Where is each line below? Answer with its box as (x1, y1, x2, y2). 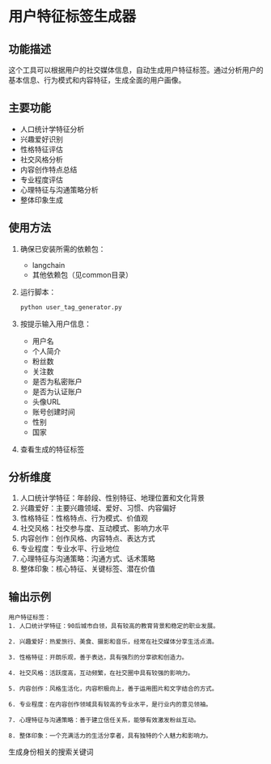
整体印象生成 (19, 195, 63, 205)
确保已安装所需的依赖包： (19, 244, 106, 253)
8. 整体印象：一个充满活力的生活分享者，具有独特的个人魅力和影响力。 (8, 732, 212, 741)
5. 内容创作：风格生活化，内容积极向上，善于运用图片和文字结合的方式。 (8, 685, 218, 693)
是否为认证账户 (32, 386, 83, 397)
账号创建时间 (32, 406, 75, 417)
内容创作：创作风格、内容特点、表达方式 (19, 533, 155, 543)
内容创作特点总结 (19, 164, 78, 174)
